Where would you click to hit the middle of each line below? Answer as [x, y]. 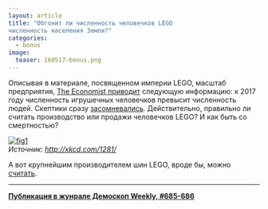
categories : [28, 38]
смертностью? [33, 125]
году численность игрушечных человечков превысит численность [122, 100]
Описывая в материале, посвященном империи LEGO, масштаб [117, 83]
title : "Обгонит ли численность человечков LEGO [91, 23]
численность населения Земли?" [60, 30]
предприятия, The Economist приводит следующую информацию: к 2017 [132, 91]
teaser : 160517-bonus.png [59, 61]
